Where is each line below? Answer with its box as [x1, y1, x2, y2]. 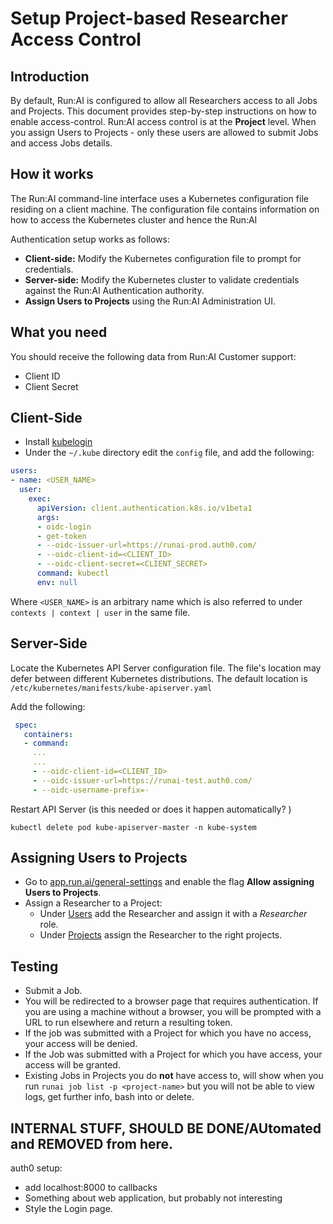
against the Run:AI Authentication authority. [24, 284, 205, 296]
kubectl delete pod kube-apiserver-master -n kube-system [10, 822, 257, 832]
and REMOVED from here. [10, 1135, 174, 1152]
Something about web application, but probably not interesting [24, 1192, 283, 1204]
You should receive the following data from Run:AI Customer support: [10, 350, 297, 362]
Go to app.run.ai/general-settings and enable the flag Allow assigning [24, 876, 315, 888]
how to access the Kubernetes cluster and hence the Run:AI [10, 213, 258, 226]
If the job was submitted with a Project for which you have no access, [24, 1027, 312, 1039]
